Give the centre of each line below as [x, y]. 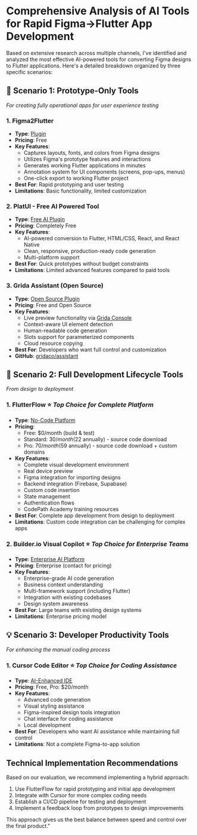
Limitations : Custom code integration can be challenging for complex [100, 522]
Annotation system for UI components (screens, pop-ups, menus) [104, 172]
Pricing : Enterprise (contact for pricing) [63, 565]
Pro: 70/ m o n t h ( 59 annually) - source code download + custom [100, 445]
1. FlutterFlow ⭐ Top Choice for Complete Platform [80, 405]
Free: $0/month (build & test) [59, 433]
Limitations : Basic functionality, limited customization [81, 191]
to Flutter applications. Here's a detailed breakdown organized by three [93, 65]
